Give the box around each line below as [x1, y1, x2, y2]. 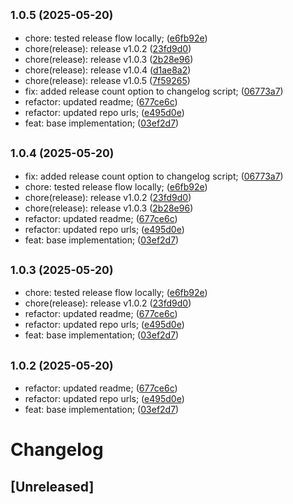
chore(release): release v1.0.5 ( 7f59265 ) [24, 74, 191, 86]
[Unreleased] [10, 478, 95, 495]
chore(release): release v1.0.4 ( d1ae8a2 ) [24, 64, 192, 76]
